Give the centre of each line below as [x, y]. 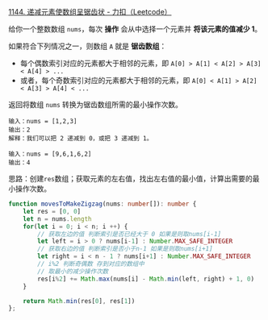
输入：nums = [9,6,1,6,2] [50, 154]
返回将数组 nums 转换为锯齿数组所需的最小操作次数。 [96, 104]
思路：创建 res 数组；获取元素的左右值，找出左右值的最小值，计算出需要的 [130, 179]
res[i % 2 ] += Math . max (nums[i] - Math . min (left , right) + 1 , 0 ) [146, 279]
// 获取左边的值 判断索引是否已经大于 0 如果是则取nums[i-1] [130, 234]
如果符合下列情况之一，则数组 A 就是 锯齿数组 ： [88, 46]
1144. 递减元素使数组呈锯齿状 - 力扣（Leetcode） [90, 12]
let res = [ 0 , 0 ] [52, 211]
